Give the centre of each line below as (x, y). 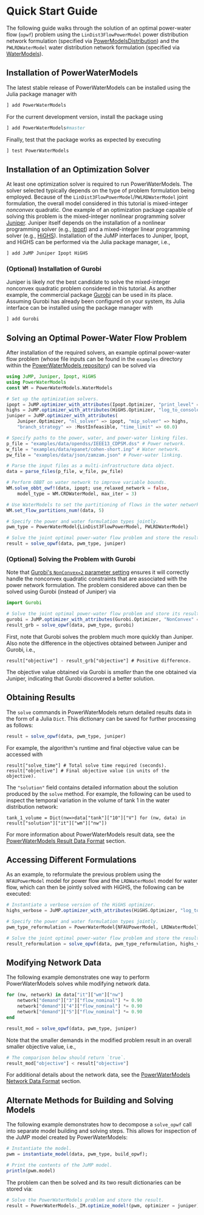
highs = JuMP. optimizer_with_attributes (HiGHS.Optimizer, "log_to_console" (104, 410)
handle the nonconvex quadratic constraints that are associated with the (97, 579)
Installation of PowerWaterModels (72, 73)
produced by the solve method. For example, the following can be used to (99, 794)
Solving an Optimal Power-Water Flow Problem (97, 338)
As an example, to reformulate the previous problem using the (83, 874)
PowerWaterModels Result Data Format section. (66, 841)
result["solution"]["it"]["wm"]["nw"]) (57, 823)
